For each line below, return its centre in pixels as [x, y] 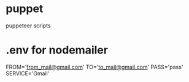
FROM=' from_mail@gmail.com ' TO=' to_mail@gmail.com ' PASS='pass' [94, 67]
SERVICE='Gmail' [28, 73]
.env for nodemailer [57, 50]
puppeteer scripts [28, 26]
